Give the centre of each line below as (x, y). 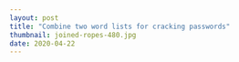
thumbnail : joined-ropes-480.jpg (73, 35)
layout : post (34, 18)
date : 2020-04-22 (42, 43)
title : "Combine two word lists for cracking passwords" (120, 26)
